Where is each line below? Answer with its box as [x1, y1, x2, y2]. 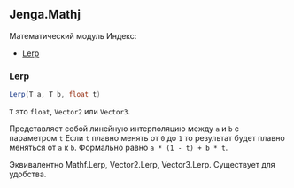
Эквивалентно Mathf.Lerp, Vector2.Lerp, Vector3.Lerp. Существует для [9, 159, 276, 169]
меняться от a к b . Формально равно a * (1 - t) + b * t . [9, 142, 228, 153]
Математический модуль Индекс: [9, 30, 137, 41]
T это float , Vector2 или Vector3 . [9, 106, 131, 116]
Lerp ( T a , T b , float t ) [9, 90, 101, 99]
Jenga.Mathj [9, 7, 81, 22]
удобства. [9, 168, 47, 179]
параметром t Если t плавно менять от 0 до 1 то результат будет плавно [9, 132, 285, 143]
